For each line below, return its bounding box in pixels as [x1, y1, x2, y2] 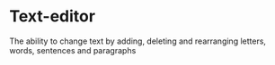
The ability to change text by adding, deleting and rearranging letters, [9, 36, 267, 46]
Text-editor [9, 6, 96, 27]
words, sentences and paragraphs [9, 45, 137, 55]
